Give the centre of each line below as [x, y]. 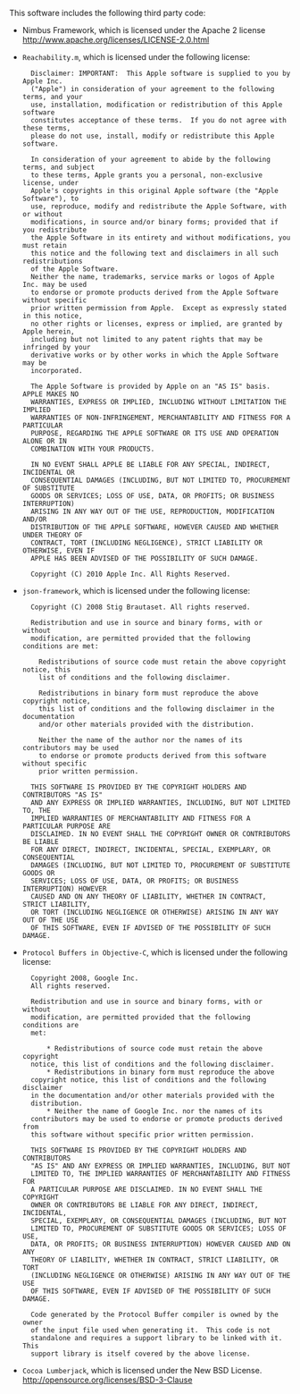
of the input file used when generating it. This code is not [150, 1331]
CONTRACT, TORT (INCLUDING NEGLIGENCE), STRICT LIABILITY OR [147, 543]
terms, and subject [58, 167]
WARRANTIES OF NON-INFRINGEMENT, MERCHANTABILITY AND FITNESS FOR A [161, 418]
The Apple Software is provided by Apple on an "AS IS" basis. [150, 386]
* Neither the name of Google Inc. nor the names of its [154, 1111]
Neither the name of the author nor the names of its [141, 740]
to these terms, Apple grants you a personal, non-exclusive [147, 175]
